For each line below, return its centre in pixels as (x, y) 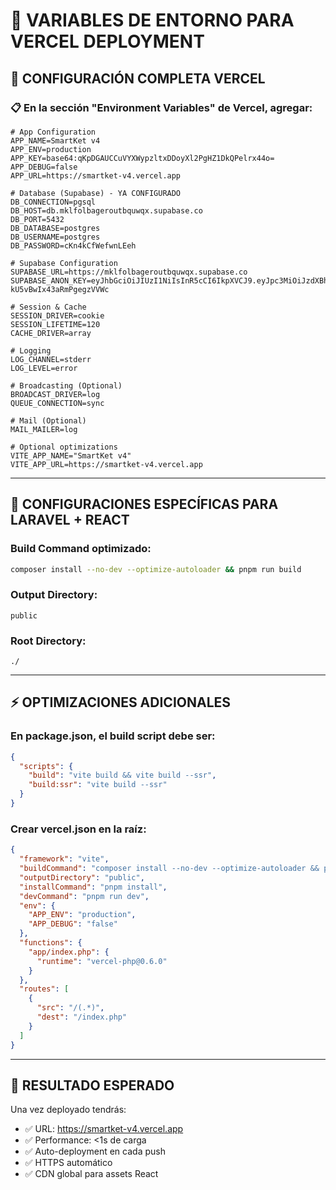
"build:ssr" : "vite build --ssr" (98, 785)
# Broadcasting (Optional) (66, 385)
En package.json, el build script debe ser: (113, 736)
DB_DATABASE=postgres (55, 228)
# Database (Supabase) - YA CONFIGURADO (96, 193)
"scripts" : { (46, 766)
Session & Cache (53, 307)
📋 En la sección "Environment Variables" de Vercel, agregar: (161, 107)
